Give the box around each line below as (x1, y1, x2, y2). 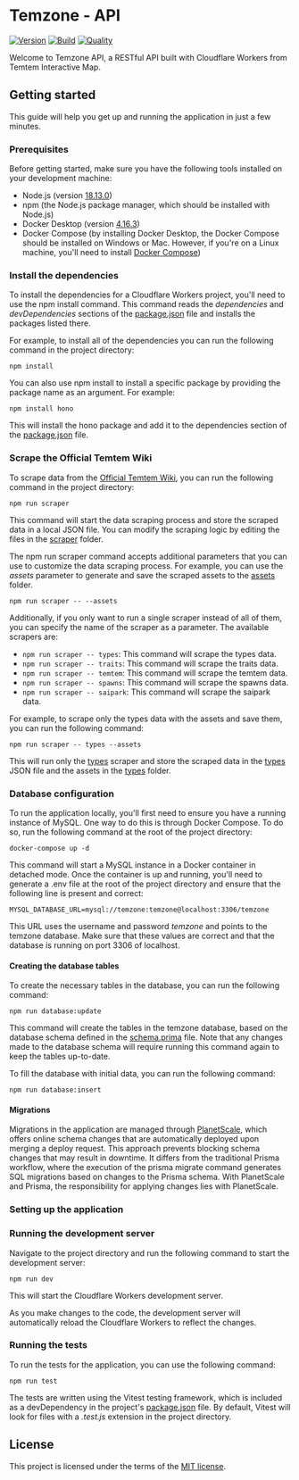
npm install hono (9, 404, 74, 413)
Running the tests (9, 1339, 87, 1351)
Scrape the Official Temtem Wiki (9, 452, 153, 464)
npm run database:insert (9, 1085, 102, 1094)
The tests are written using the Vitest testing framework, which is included (9, 1392, 283, 1402)
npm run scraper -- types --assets (9, 740, 142, 749)
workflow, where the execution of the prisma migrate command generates (9, 1162, 282, 1173)
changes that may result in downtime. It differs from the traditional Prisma (9, 1152, 279, 1163)
